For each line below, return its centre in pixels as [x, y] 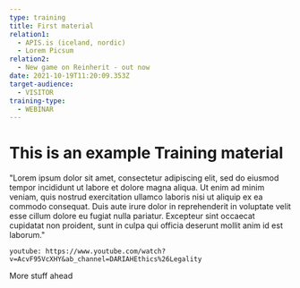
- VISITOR [35, 92]
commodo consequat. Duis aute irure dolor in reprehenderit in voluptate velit [150, 207]
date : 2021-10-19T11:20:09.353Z [69, 76]
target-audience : [42, 84]
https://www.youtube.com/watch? [106, 251]
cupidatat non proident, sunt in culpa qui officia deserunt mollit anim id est [146, 225]
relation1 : [30, 34]
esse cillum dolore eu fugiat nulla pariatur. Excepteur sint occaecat [132, 216]
